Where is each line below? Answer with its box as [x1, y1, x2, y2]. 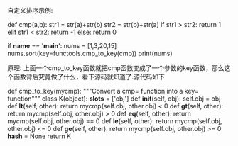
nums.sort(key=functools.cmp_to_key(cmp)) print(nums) [7, 49, 173, 57]
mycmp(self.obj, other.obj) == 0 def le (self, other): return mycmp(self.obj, [7, 117, 222, 125]
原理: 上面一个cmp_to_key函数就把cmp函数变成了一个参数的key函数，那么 [7, 64, 225, 72]
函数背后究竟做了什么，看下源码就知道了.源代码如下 [13, 73, 166, 81]
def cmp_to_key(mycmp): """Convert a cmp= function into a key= [7, 87, 199, 95]
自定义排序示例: [7, 6, 53, 14]
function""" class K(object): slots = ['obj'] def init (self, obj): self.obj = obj [7, 94, 221, 103]
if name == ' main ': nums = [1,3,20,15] [7, 42, 117, 50]
